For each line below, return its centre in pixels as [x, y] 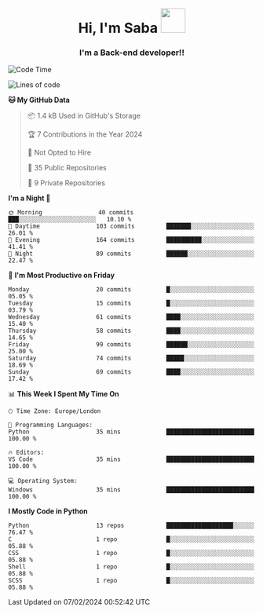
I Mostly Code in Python [48, 511]
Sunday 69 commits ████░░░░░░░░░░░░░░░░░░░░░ [131, 372]
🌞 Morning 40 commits [71, 213]
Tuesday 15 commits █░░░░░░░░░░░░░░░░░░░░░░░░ [131, 303]
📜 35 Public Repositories [67, 168]
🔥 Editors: [26, 453]
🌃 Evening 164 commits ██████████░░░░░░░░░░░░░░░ [131, 240]
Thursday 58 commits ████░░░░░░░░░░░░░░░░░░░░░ [131, 331]
